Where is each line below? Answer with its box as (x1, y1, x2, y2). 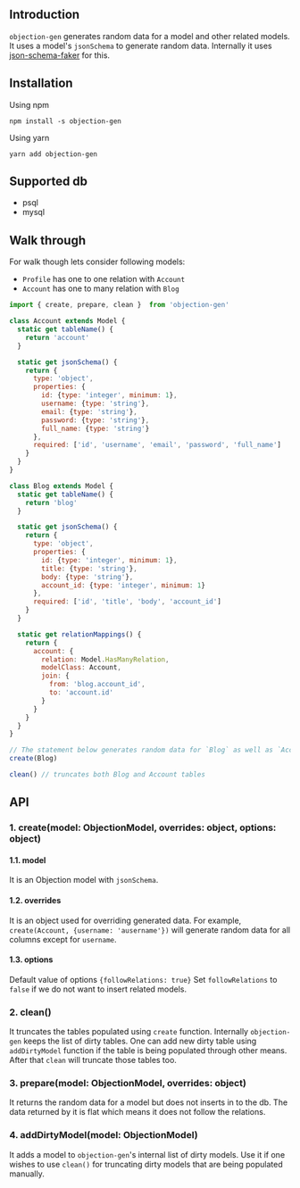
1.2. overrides (9, 894, 62, 905)
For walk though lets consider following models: (9, 256, 186, 267)
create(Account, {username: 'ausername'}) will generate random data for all (9, 924, 291, 935)
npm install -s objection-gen (9, 116, 122, 126)
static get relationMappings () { (17, 629, 142, 639)
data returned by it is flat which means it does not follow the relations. (9, 1107, 266, 1117)
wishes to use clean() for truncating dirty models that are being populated (9, 1159, 283, 1169)
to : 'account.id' (48, 688, 114, 697)
